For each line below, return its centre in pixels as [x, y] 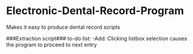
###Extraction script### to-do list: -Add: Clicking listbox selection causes [97, 38]
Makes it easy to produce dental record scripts [63, 27]
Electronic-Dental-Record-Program [95, 11]
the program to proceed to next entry [52, 45]
